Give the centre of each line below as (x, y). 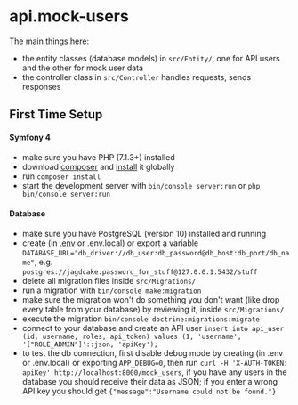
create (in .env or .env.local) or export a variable (110, 243)
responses (41, 86)
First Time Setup (56, 114)
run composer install (61, 176)
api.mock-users (69, 16)
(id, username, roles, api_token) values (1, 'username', (132, 336)
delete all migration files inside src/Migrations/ (109, 280)
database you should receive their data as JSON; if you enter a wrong (150, 381)
